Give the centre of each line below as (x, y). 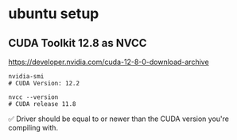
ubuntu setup (54, 14)
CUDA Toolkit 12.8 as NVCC (78, 43)
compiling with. (33, 128)
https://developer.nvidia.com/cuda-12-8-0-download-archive (109, 62)
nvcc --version (33, 97)
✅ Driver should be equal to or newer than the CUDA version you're (118, 119)
